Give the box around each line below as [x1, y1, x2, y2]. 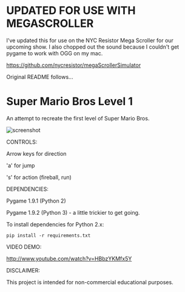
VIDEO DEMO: [6, 243, 42, 250]
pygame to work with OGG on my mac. [6, 49, 103, 57]
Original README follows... [6, 73, 74, 80]
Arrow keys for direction [6, 150, 67, 157]
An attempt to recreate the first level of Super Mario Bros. [6, 114, 150, 122]
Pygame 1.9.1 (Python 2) [6, 197, 66, 204]
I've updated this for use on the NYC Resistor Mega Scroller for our [6, 36, 174, 44]
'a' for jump [6, 162, 35, 169]
